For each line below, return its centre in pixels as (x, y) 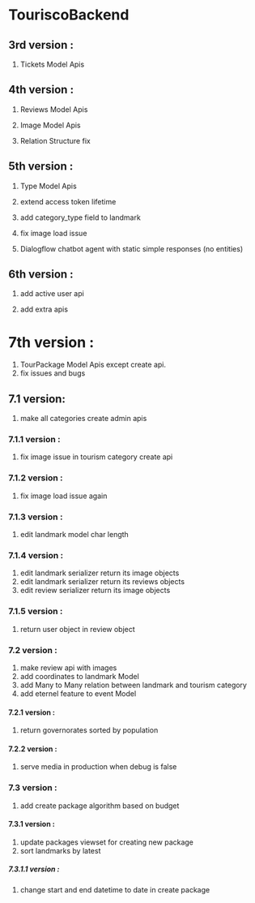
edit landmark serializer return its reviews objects (102, 582)
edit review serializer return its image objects (95, 591)
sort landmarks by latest (60, 850)
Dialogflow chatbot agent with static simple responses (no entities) (132, 248)
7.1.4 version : (36, 555)
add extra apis (44, 309)
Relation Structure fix (55, 140)
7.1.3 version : (36, 517)
